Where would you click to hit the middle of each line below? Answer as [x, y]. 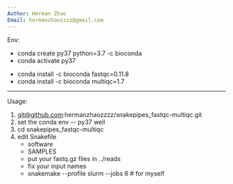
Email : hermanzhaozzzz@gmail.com [55, 20]
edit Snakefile [37, 136]
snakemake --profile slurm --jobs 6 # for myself [96, 173]
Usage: [17, 101]
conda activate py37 [46, 60]
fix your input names [57, 166]
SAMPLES [42, 151]
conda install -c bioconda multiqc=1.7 [71, 81]
